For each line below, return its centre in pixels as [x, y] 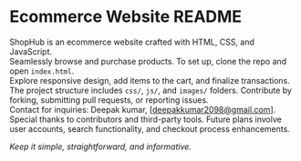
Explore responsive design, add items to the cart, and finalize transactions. [150, 80]
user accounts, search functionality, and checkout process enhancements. [150, 128]
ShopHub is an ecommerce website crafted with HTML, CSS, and [132, 42]
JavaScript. [31, 51]
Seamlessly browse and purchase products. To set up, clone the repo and [148, 61]
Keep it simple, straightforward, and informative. [100, 146]
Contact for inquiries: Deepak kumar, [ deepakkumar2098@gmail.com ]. [143, 109]
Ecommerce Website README [126, 17]
